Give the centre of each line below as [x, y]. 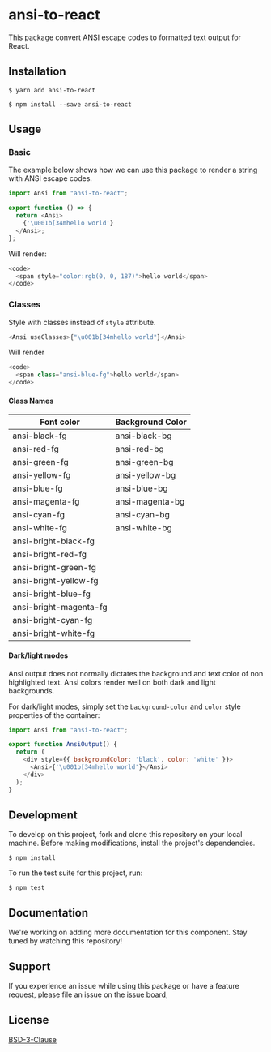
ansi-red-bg [140, 449]
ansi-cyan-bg [142, 515]
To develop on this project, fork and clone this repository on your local [125, 835]
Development [43, 815]
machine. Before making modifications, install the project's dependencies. [132, 843]
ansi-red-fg [36, 449]
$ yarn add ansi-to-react [52, 90]
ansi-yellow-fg [42, 475]
